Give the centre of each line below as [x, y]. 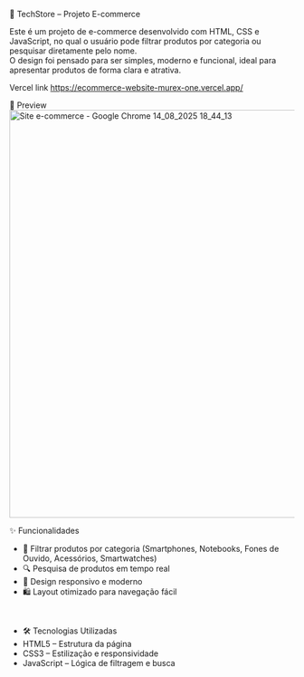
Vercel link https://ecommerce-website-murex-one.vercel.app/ [126, 87]
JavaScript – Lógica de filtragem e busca [99, 663]
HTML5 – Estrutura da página [77, 644]
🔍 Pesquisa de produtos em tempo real [96, 568]
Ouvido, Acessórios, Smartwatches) [90, 558]
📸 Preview [28, 105]
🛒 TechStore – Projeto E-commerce [75, 14]
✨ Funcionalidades [44, 531]
